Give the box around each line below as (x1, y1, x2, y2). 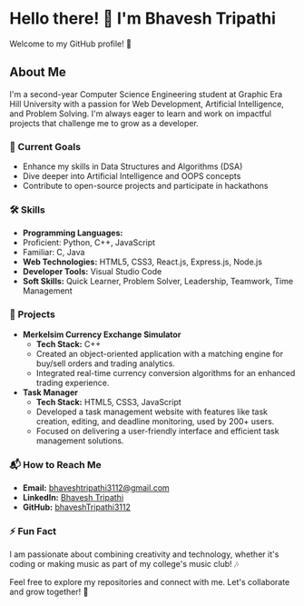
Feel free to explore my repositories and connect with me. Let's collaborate (9, 577, 290, 588)
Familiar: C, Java (22, 247, 85, 258)
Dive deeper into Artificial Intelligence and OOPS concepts (22, 171, 241, 182)
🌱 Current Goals (9, 140, 82, 153)
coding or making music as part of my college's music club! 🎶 (9, 559, 240, 570)
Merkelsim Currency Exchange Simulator (22, 329, 181, 340)
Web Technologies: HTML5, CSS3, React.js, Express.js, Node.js (22, 256, 263, 267)
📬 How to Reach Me (9, 458, 102, 471)
